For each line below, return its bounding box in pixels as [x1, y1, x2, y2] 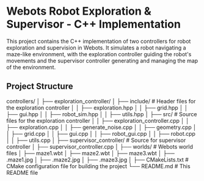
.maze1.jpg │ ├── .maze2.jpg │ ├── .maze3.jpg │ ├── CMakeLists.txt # [6, 156, 189, 163]
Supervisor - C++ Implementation [6, 17, 181, 31]
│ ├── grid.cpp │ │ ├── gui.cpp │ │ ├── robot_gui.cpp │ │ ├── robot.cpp [6, 130, 195, 137]
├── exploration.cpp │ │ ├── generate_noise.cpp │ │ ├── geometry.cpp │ [6, 124, 197, 131]
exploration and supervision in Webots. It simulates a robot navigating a [6, 44, 186, 51]
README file [6, 169, 38, 176]
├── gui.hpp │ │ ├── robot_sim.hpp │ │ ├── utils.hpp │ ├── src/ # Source [6, 110, 197, 117]
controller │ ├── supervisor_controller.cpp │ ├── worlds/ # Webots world [6, 142, 194, 150]
